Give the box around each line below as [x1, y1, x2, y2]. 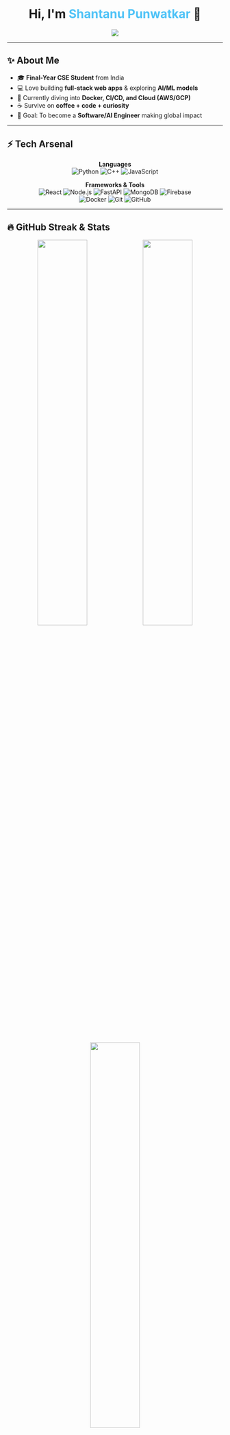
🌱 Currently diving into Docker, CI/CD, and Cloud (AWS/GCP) [16, 93, 191, 102]
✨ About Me [7, 55, 60, 67]
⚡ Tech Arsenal [7, 139, 73, 150]
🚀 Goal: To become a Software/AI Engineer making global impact [16, 111, 203, 119]
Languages [99, 160, 131, 168]
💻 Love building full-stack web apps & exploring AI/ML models [16, 84, 199, 92]
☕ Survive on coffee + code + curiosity [16, 101, 129, 109]
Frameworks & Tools [85, 180, 145, 189]
